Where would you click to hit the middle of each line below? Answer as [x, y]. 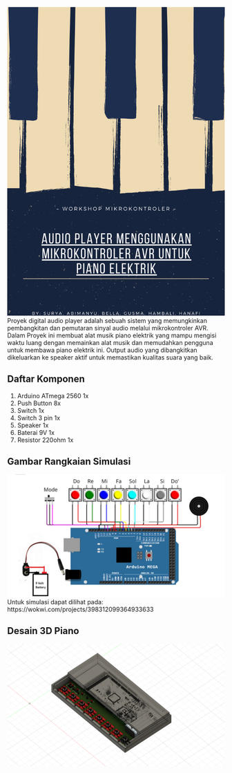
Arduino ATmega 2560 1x [53, 395]
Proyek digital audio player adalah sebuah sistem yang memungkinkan [107, 320]
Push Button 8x [39, 403]
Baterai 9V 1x [36, 432]
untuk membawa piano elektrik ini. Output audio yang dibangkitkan [103, 350]
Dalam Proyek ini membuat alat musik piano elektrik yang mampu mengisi [112, 335]
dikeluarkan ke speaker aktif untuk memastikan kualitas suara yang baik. [110, 357]
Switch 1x [31, 410]
